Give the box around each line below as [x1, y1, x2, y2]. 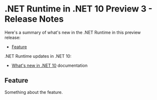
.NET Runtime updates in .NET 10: [4, 53, 72, 59]
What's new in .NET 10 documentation [11, 62, 88, 68]
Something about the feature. [4, 89, 63, 95]
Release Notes [4, 13, 64, 25]
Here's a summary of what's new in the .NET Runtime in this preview [4, 29, 141, 35]
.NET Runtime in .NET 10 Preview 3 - [4, 3, 153, 14]
